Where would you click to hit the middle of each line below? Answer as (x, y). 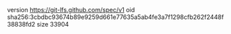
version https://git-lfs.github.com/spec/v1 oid (71, 10)
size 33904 (53, 24)
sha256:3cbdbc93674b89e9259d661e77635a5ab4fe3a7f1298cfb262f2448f (115, 17)
